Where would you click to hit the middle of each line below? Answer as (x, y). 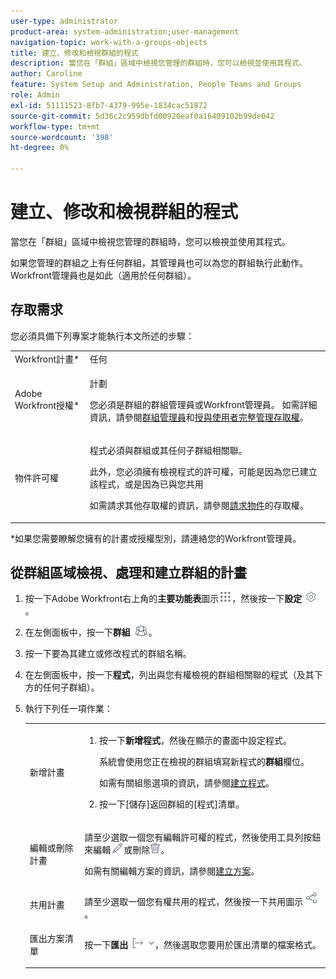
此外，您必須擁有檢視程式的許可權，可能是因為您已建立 (203, 471)
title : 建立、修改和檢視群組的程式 (74, 53)
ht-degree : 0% (40, 148)
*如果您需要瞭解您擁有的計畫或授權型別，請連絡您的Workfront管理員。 (156, 538)
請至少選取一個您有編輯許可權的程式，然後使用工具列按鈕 (203, 837)
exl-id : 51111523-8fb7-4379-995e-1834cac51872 (109, 105)
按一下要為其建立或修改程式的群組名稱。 (108, 654)
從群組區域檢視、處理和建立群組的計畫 (128, 572)
